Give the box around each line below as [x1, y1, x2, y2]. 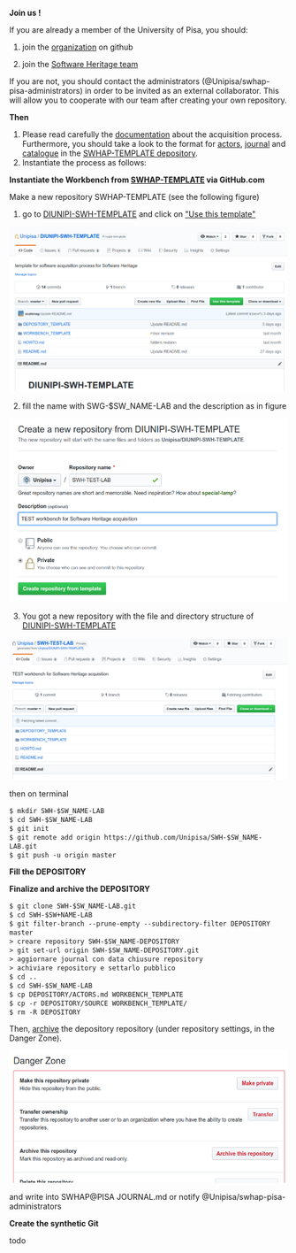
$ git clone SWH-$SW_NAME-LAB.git [9, 902, 137, 911]
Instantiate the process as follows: [21, 158, 148, 167]
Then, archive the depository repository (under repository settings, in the [9, 1023, 276, 1034]
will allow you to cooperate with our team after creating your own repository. [9, 95, 287, 105]
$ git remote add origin [9, 833, 101, 842]
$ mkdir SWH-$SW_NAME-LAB [9, 806, 104, 815]
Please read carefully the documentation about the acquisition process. [21, 129, 283, 140]
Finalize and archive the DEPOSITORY [9, 883, 150, 894]
